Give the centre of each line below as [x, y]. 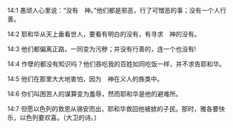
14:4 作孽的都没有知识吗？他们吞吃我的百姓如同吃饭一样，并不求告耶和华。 [116, 64]
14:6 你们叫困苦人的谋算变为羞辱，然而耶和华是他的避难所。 [95, 94]
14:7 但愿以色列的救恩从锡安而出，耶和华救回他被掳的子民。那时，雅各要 [113, 109]
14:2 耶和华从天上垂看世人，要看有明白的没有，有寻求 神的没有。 [104, 34]
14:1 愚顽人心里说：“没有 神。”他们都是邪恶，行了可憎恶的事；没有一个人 [114, 10]
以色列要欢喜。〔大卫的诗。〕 [60, 117]
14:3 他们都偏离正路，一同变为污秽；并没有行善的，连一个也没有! [102, 49]
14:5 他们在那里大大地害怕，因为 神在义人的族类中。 [85, 79]
